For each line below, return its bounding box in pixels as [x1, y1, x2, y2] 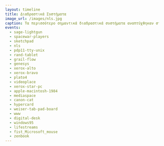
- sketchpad [9, 39, 34, 44]
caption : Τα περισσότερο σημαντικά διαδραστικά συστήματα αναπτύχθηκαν [5, 20, 154, 26]
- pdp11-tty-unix [9, 48, 45, 53]
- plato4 [9, 75, 27, 80]
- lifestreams [9, 125, 38, 129]
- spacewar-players [9, 35, 49, 39]
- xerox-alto [9, 66, 36, 71]
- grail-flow [9, 57, 36, 62]
